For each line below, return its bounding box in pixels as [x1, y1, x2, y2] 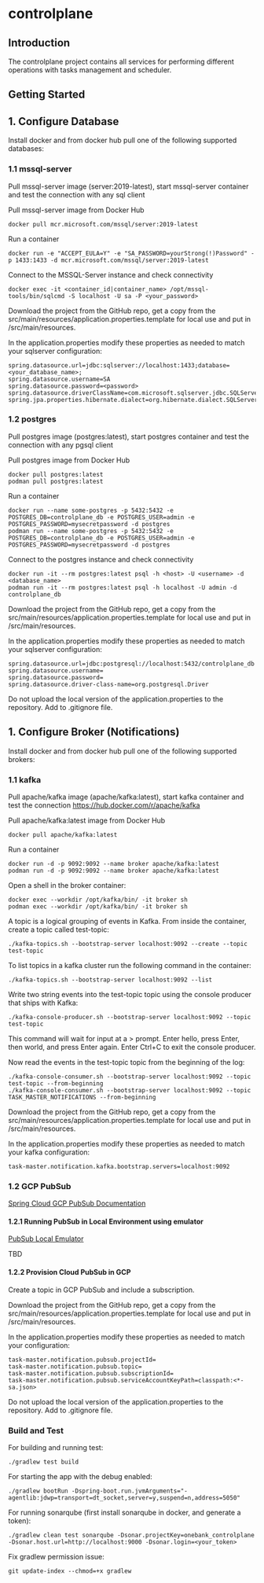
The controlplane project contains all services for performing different [8, 57, 234, 66]
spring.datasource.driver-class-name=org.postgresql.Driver [8, 680, 210, 688]
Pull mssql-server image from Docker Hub [8, 205, 145, 215]
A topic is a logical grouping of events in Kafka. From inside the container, [8, 916, 247, 926]
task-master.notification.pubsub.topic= [8, 1362, 143, 1371]
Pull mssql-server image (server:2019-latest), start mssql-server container [8, 182, 249, 191]
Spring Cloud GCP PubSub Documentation [8, 1198, 146, 1208]
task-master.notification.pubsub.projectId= [8, 1356, 156, 1364]
